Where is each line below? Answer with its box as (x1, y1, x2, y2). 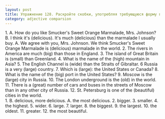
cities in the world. (5, 92, 43, 98)
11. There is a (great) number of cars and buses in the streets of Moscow (5, 82, 152, 88)
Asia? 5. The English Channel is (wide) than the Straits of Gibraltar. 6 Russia (5, 61, 158, 67)
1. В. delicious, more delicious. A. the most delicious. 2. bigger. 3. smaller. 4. (5, 98, 159, 104)
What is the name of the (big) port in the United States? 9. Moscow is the (5, 72, 153, 78)
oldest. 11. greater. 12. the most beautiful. (5, 108, 88, 114)
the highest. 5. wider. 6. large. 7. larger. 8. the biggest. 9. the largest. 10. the (5, 103, 157, 109)
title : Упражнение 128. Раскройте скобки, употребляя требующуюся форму (5, 12, 157, 17)
